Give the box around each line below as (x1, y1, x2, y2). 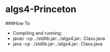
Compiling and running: (12, 30, 62, 36)
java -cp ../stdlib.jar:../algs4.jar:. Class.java (12, 40, 103, 46)
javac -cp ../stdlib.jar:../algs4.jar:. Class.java (12, 35, 105, 41)
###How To (5, 20, 30, 26)
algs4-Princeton (5, 4, 77, 15)
